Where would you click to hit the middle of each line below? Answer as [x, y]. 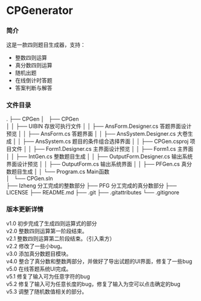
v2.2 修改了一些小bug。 [36, 246]
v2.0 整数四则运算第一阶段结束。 [47, 231]
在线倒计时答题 [33, 81]
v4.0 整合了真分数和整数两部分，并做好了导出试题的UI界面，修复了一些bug [99, 262]
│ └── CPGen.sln [30, 178]
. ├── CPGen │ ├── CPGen [43, 119]
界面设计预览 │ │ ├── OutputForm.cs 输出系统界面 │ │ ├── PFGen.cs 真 [97, 164]
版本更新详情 [25, 209]
